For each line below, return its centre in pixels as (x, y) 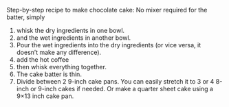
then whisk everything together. (62, 67)
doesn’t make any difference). (59, 52)
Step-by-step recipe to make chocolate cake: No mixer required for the (107, 10)
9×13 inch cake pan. (45, 96)
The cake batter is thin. (49, 74)
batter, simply (26, 17)
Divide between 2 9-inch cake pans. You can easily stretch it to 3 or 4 (115, 81)
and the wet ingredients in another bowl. (74, 38)
